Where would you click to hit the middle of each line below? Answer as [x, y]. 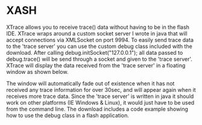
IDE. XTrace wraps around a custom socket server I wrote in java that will [97, 33]
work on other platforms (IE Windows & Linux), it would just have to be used [100, 102]
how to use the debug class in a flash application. [68, 115]
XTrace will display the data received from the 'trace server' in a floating [96, 65]
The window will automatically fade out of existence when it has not [90, 83]
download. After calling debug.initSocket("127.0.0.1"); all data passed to [95, 52]
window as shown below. [37, 72]
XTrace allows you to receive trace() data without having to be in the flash [98, 27]
